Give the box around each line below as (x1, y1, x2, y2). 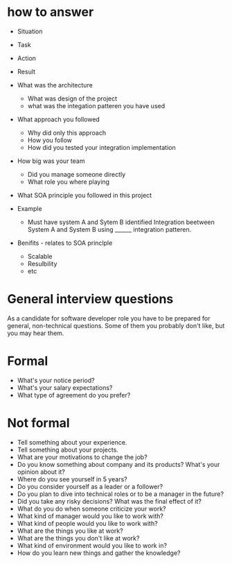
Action (17, 53, 37, 62)
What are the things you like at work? (17, 527, 123, 535)
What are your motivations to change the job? (17, 452, 148, 461)
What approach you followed (17, 115, 100, 123)
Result (17, 67, 36, 76)
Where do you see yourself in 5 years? (17, 475, 127, 483)
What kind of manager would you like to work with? (17, 511, 164, 520)
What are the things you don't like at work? (17, 533, 140, 542)
